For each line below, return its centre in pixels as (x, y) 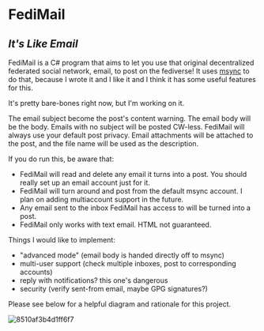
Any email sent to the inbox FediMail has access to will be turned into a (135, 208)
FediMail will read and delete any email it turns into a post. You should (133, 174)
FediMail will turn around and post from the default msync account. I (131, 191)
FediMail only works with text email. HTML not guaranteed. (115, 224)
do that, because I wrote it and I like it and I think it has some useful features (132, 79)
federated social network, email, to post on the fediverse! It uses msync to (129, 71)
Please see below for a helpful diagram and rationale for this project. (120, 304)
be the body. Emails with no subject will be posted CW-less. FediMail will (126, 127)
